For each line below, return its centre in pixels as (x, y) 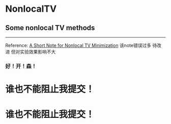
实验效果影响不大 (38, 52)
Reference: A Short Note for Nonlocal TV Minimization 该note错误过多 (78, 45)
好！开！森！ (21, 66)
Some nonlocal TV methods (50, 28)
